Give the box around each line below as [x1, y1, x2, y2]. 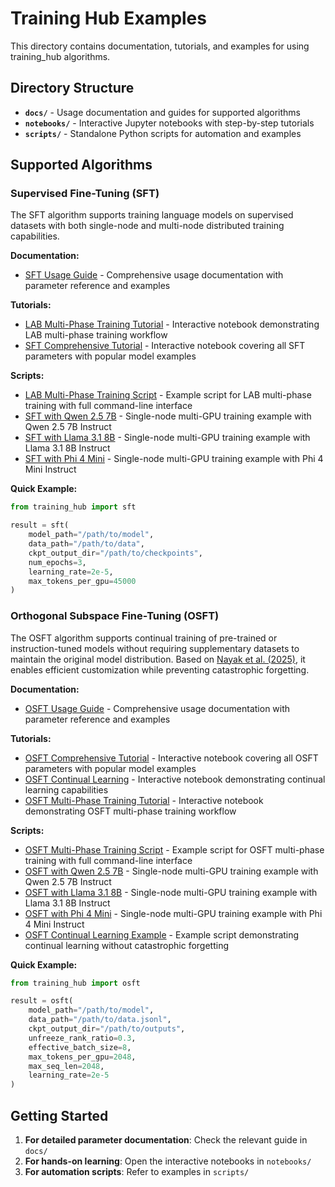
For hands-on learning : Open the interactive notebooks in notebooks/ [24, 1155, 312, 1167]
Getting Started [10, 1107, 109, 1124]
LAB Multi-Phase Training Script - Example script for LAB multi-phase [24, 389, 312, 401]
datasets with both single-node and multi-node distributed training [10, 220, 285, 232]
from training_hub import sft [10, 502, 137, 512]
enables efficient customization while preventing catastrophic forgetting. [10, 663, 310, 676]
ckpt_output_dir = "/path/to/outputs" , [28, 1024, 186, 1034]
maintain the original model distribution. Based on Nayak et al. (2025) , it [10, 653, 306, 665]
